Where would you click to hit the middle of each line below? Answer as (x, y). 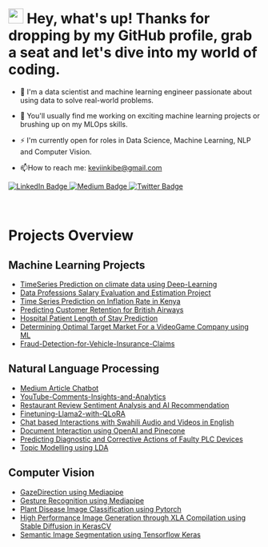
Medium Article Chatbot (59, 388)
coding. (34, 70)
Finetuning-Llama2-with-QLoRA (72, 413)
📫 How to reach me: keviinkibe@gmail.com (91, 167)
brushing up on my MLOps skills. (74, 124)
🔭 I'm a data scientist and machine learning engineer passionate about (136, 91)
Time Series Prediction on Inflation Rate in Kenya (100, 301)
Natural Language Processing (84, 369)
